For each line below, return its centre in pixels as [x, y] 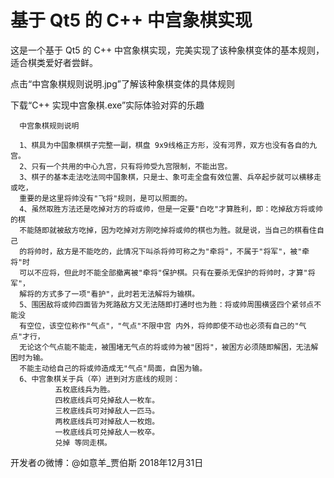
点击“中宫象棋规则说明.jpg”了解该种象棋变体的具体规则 [122, 83]
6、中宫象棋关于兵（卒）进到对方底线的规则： [100, 379]
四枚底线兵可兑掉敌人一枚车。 [107, 400]
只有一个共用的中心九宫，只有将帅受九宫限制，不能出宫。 [132, 166]
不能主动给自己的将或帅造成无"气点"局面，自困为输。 [113, 368]
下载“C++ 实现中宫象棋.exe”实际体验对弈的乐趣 [107, 105]
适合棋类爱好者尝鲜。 [54, 62]
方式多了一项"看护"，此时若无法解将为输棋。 [120, 294]
